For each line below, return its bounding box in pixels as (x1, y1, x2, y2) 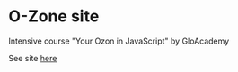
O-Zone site (8, 6, 100, 27)
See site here (8, 52, 57, 63)
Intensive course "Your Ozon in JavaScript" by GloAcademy (8, 36, 230, 46)
